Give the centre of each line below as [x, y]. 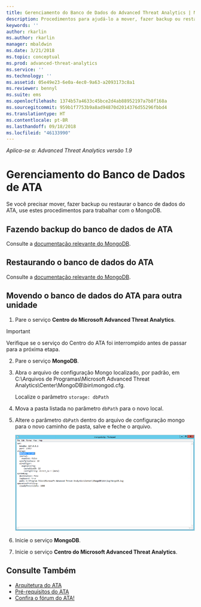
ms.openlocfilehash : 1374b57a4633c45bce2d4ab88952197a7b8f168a [87, 101]
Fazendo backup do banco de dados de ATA [90, 229]
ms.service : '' [25, 70]
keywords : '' [22, 25]
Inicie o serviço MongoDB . [48, 540]
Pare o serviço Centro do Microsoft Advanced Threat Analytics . [95, 319]
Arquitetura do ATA [38, 585]
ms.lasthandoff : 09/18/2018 [41, 126]
